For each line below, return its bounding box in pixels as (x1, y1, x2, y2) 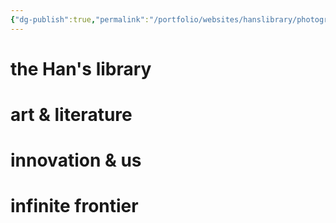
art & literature (10, 104, 133, 126)
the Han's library (10, 57, 152, 80)
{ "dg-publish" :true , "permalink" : (10, 14, 150, 25)
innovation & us (10, 149, 142, 172)
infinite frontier (10, 195, 139, 218)
